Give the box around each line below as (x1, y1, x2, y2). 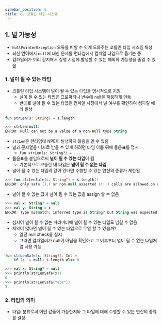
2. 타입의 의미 (5, 296, 35, 303)
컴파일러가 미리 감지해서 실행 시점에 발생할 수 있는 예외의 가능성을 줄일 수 (12, 57, 151, 62)
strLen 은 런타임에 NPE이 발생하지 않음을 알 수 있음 (12, 139, 109, 144)
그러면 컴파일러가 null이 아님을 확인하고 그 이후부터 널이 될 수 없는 (19, 237, 145, 243)
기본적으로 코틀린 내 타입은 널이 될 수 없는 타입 (19, 162, 107, 168)
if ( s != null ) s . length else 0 (14, 258, 79, 263)
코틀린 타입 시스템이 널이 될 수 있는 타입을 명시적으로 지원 (12, 88, 121, 93)
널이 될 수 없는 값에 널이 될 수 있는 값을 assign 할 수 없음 (12, 191, 119, 197)
